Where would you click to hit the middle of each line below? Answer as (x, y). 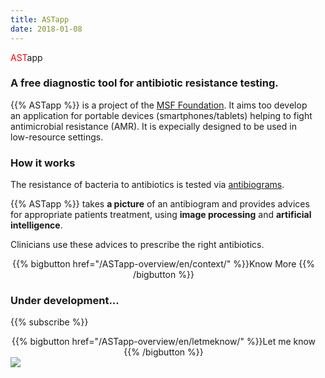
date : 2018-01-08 (46, 29)
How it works (43, 163)
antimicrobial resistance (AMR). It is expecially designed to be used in (153, 126)
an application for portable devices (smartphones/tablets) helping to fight (161, 115)
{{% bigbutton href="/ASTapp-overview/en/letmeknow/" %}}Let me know (164, 342)
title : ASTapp (40, 19)
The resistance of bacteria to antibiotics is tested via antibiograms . (147, 185)
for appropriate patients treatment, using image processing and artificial (161, 215)
